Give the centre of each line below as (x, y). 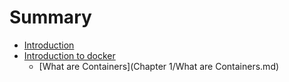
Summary (50, 17)
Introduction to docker (69, 55)
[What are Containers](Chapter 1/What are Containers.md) (159, 66)
